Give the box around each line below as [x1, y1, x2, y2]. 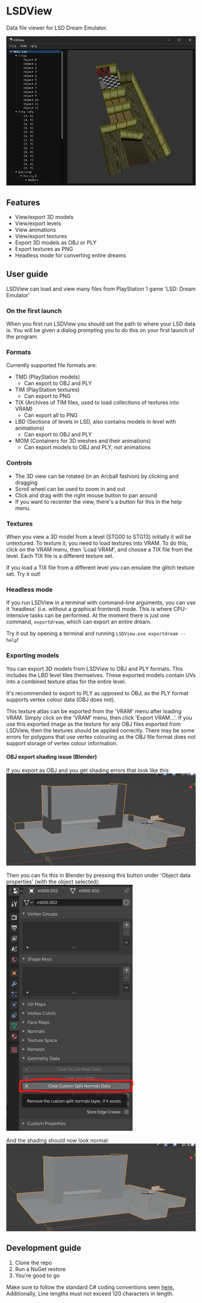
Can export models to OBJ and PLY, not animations [23, 444, 151, 451]
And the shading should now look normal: [6, 1137, 109, 1144]
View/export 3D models [14, 214, 74, 221]
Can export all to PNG [23, 412, 78, 419]
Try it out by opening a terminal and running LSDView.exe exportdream [6, 630, 179, 637]
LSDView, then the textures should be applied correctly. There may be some [6, 726, 195, 734]
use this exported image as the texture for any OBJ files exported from [6, 720, 182, 728]
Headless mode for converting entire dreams [14, 252, 126, 259]
